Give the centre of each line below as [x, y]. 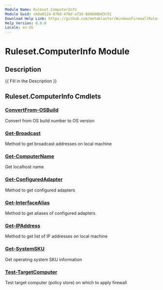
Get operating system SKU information [44, 259]
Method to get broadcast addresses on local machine [58, 144]
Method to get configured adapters [40, 190]
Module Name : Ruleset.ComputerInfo [41, 9]
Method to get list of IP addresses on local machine [56, 236]
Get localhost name [24, 167]
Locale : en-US [19, 28]
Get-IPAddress [23, 226]
